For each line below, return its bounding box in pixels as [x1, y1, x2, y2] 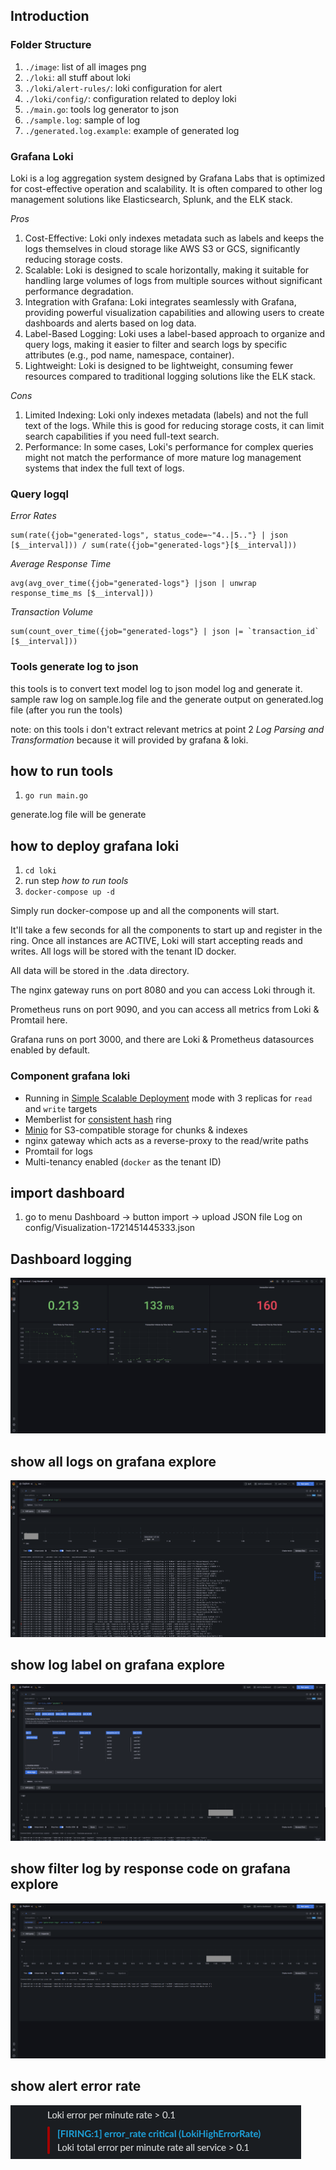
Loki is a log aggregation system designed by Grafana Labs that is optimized [10, 172, 325, 184]
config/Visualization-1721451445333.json [24, 1222, 196, 1234]
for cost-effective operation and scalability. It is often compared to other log [10, 182, 323, 194]
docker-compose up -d [24, 887, 115, 898]
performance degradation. [24, 285, 134, 297]
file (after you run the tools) [10, 704, 123, 716]
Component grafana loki [10, 1069, 131, 1083]
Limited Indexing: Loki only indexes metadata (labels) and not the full [24, 409, 309, 421]
